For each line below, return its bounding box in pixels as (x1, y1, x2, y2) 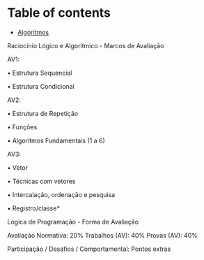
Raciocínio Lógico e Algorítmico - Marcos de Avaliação (7, 41, 164, 50)
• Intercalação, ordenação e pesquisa (7, 190, 116, 198)
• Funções (7, 122, 38, 131)
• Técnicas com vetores (7, 177, 76, 185)
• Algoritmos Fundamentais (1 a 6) (7, 136, 106, 145)
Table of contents (7, 5, 111, 21)
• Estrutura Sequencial (7, 68, 72, 77)
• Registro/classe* (7, 204, 61, 212)
